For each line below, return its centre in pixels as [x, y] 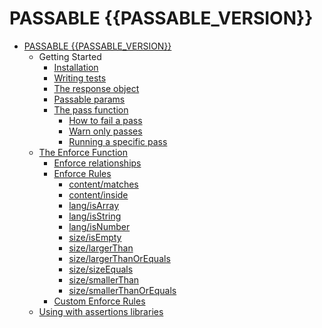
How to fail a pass [105, 120]
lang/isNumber [99, 226]
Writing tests [80, 78]
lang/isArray [94, 205]
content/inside [98, 194]
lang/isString [95, 216]
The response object [96, 88]
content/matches [103, 184]
